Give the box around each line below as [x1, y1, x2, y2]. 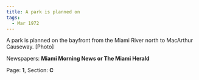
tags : [6, 15, 20, 21]
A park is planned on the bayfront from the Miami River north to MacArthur [6, 37, 194, 44]
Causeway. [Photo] [6, 43, 54, 50]
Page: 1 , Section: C [6, 67, 54, 74]
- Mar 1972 [12, 20, 40, 26]
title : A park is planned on [6, 8, 80, 15]
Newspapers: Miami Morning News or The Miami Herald [6, 55, 150, 62]
